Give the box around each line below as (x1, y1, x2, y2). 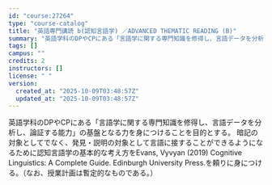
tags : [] (8, 42, 38, 50)
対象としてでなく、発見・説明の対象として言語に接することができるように (8, 138, 257, 148)
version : (8, 79, 38, 87)
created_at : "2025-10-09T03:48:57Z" (15, 86, 139, 95)
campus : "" (8, 49, 45, 57)
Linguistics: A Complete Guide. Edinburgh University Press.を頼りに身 (8, 158, 241, 168)
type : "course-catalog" (8, 19, 89, 27)
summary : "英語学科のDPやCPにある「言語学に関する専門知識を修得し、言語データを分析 (8, 34, 265, 43)
